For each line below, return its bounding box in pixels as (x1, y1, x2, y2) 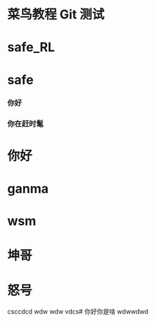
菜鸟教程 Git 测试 (7, 6, 105, 23)
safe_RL (7, 40, 55, 55)
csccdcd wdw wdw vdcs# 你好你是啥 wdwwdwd (7, 307, 149, 316)
